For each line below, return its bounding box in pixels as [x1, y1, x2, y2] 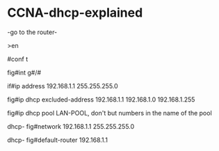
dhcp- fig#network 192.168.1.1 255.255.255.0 [7, 122, 135, 130]
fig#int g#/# [7, 68, 42, 77]
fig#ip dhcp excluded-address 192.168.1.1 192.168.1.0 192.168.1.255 [7, 95, 195, 104]
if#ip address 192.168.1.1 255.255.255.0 [7, 81, 118, 90]
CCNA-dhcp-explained [7, 5, 143, 21]
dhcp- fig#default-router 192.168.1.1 [7, 136, 108, 144]
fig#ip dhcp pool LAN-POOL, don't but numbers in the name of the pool [7, 109, 212, 117]
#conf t [7, 54, 29, 63]
